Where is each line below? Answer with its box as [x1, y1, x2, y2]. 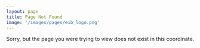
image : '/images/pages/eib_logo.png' [6, 19, 100, 25]
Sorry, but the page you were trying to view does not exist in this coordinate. [6, 36, 195, 43]
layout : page [6, 8, 39, 15]
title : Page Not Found [6, 14, 63, 20]
